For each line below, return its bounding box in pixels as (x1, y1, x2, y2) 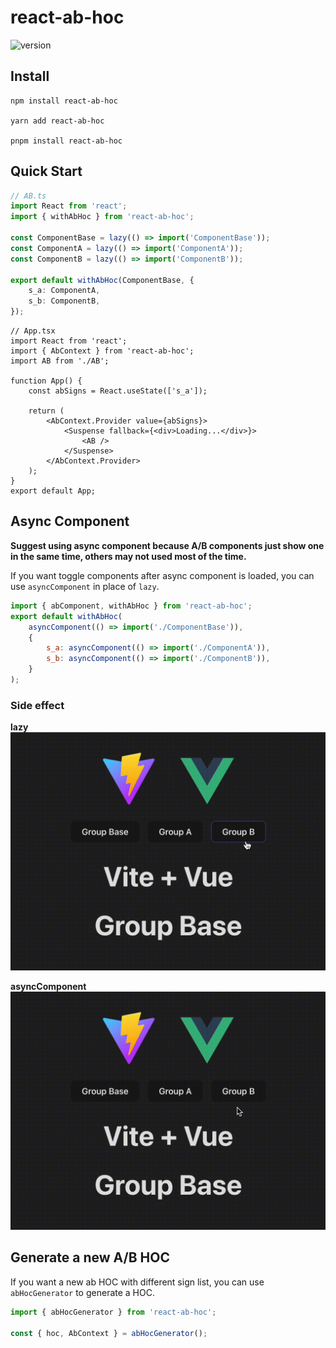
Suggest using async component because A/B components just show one (10, 539, 325, 551)
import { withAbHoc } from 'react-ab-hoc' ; (10, 212, 195, 222)
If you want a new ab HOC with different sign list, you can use (10, 1276, 265, 1288)
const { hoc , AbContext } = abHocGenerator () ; (10, 1328, 208, 1338)
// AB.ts (10, 191, 47, 201)
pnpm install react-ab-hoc (10, 136, 123, 146)
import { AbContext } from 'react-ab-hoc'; (10, 346, 195, 356)
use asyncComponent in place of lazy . (10, 580, 160, 592)
